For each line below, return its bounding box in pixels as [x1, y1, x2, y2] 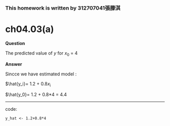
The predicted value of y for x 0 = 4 [5, 50, 78, 57]
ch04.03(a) [5, 24, 54, 35]
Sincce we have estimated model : [5, 71, 77, 77]
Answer [5, 61, 22, 67]
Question [5, 40, 25, 46]
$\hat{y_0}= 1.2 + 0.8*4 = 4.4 [5, 92, 67, 98]
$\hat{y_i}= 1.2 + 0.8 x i [5, 80, 51, 88]
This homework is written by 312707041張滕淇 [5, 4, 120, 11]
